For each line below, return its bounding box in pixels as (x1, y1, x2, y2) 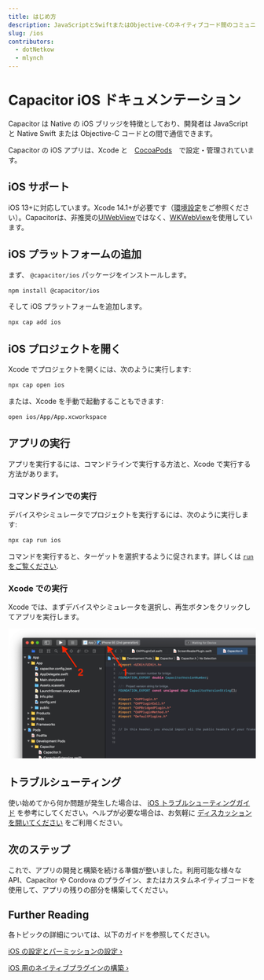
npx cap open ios (8, 381, 65, 389)
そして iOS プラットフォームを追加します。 (8, 302, 147, 311)
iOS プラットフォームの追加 (8, 248, 141, 261)
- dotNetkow (15, 46, 55, 54)
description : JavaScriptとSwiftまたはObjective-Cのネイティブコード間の (8, 20, 233, 29)
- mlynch (15, 54, 44, 62)
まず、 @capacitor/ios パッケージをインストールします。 (8, 270, 191, 279)
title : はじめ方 (8, 13, 57, 20)
